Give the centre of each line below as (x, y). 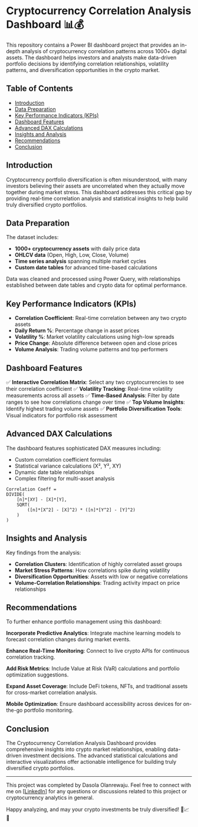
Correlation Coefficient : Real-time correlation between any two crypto (100, 318)
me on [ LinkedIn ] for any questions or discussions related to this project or (97, 792)
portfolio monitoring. (49, 710)
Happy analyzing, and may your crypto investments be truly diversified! (93, 809)
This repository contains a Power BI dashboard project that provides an (93, 45)
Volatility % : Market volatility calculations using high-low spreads (95, 337)
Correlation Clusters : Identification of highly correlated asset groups (98, 564)
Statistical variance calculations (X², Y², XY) (68, 466)
